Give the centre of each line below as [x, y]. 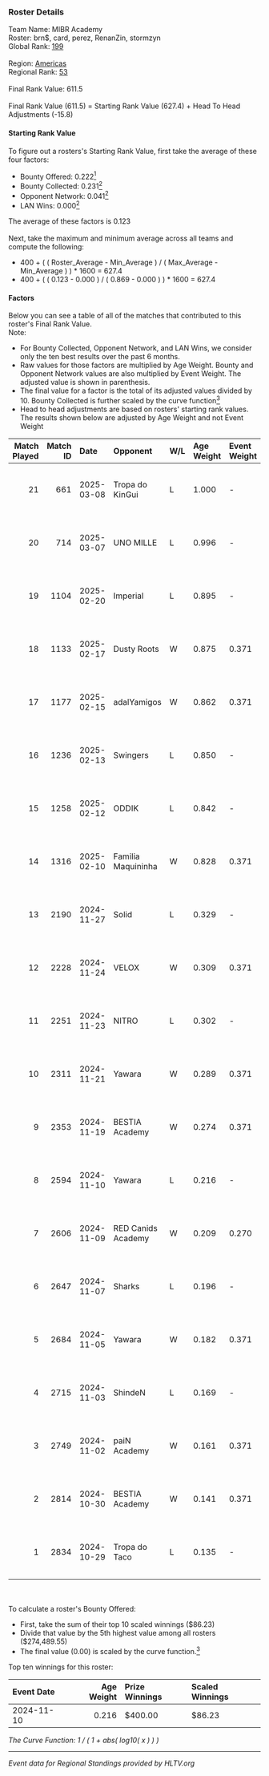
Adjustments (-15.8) [41, 115]
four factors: [29, 160]
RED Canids [135, 1228]
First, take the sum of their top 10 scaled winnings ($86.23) [117, 1624]
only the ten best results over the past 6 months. [100, 357]
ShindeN [130, 1392]
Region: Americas [37, 63]
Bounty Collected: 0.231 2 [61, 185]
